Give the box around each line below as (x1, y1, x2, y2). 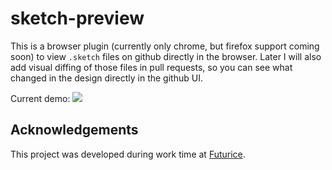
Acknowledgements (10, 122, 139, 139)
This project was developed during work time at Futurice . (10, 148, 246, 160)
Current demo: (10, 92, 71, 104)
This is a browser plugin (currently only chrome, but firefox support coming (10, 40, 320, 52)
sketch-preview (10, 7, 145, 30)
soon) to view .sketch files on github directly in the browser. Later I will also (10, 50, 322, 62)
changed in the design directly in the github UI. (10, 72, 203, 84)
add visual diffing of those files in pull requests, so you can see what (10, 61, 293, 73)
